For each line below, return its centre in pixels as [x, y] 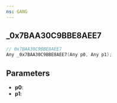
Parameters [28, 73]
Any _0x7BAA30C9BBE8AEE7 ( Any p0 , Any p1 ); [59, 55]
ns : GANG [17, 12]
